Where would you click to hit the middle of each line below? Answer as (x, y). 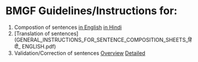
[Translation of (32, 33)
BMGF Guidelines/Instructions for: (92, 11)
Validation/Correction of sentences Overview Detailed (79, 53)
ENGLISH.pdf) (39, 46)
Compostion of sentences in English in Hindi (68, 27)
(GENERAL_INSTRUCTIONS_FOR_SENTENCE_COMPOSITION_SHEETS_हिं (103, 40)
